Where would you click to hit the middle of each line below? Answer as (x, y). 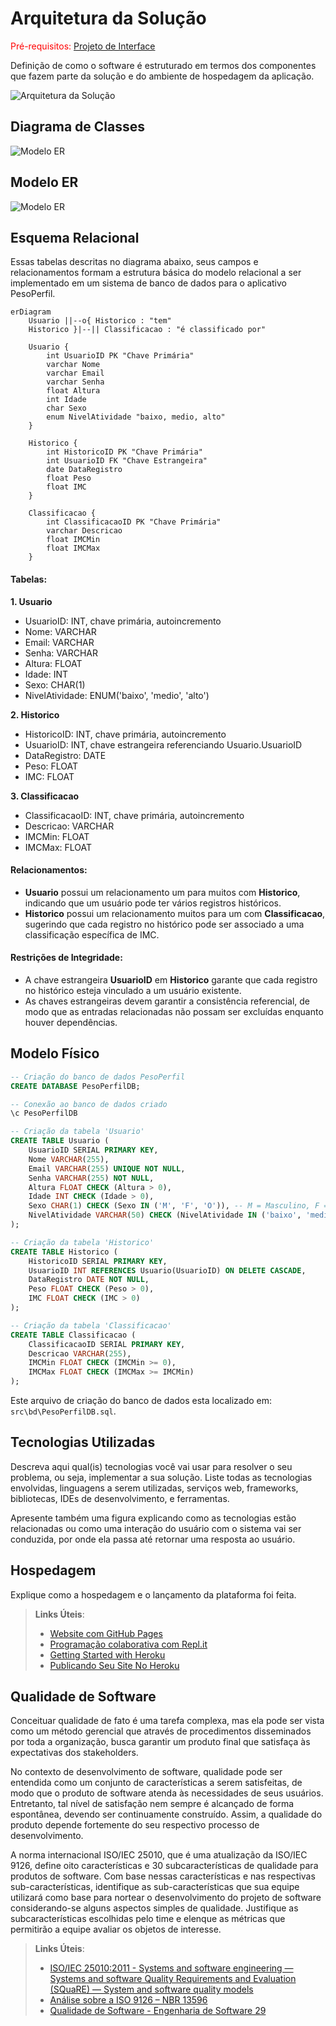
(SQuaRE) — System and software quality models (151, 1989)
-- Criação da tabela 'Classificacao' (91, 1325)
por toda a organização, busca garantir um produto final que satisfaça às (160, 1742)
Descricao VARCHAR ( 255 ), (80, 1353)
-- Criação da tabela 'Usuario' (77, 1132)
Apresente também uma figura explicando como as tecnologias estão (153, 1518)
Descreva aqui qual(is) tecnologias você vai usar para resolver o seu (151, 1466)
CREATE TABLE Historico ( (64, 1252)
